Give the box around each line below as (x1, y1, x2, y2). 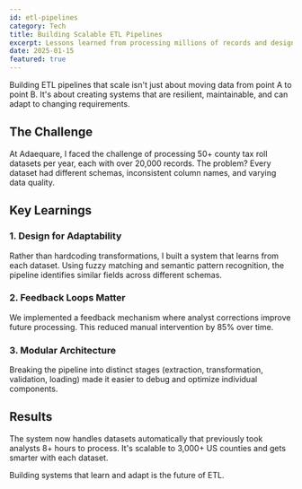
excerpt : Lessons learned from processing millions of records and (9, 38, 268, 48)
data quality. (9, 177, 56, 188)
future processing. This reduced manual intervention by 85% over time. (9, 321, 274, 332)
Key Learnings (9, 203, 93, 218)
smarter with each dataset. (9, 452, 109, 463)
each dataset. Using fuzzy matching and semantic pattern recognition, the (9, 259, 285, 270)
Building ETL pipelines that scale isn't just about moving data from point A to (9, 80, 292, 90)
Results (9, 409, 53, 424)
